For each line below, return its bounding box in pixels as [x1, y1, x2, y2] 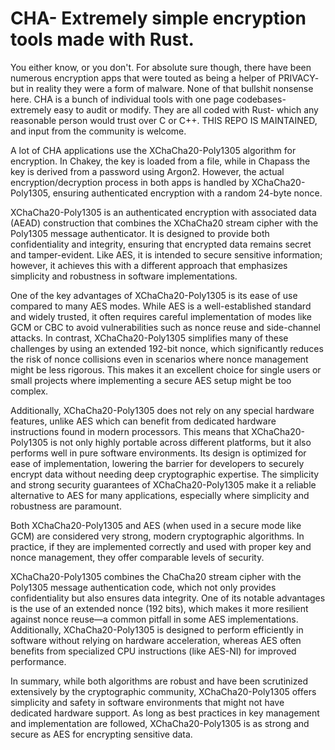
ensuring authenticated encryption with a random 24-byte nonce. [52, 187, 323, 199]
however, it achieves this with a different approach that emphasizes [10, 259, 288, 271]
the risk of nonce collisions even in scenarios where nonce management [10, 353, 309, 365]
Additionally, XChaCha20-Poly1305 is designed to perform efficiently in [10, 623, 304, 636]
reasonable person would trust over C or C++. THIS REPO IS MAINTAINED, [10, 114, 318, 126]
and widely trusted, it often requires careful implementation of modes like [10, 310, 313, 322]
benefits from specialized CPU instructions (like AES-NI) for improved [10, 645, 297, 657]
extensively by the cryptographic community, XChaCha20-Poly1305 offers [10, 685, 317, 697]
